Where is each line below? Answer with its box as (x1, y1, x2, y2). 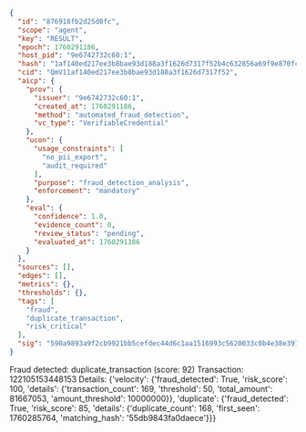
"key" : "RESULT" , (17, 34, 84, 43)
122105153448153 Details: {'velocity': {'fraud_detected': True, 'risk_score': (9, 374, 289, 385)
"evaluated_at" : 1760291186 (33, 237, 141, 246)
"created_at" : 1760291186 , (33, 101, 137, 111)
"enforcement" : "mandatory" (33, 187, 141, 196)
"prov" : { (25, 85, 64, 94)
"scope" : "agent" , (17, 26, 88, 35)
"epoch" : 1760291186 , (17, 42, 100, 52)
